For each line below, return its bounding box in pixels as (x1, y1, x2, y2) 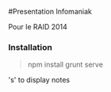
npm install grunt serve (27, 59, 103, 70)
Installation (8, 41, 53, 52)
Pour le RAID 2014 (8, 22, 67, 31)
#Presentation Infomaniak (8, 7, 93, 16)
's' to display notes (8, 75, 70, 85)
